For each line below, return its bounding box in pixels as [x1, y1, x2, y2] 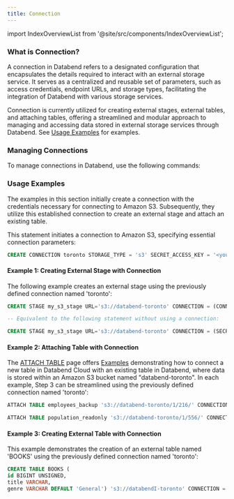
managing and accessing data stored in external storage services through [7, 120, 219, 129]
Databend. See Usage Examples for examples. [7, 128, 141, 136]
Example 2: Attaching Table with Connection [7, 343, 139, 351]
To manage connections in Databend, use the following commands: [7, 161, 201, 170]
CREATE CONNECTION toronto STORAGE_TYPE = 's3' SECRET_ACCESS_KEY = [7, 251, 210, 258]
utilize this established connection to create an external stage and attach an [7, 209, 225, 218]
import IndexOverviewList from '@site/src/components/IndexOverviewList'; [7, 29, 224, 38]
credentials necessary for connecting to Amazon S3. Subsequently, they [7, 202, 215, 210]
